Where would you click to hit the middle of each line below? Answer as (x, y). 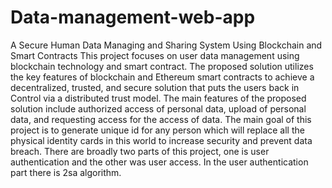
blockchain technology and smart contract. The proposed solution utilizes (162, 66)
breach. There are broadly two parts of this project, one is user (140, 151)
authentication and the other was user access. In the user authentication (159, 162)
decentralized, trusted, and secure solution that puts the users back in (155, 87)
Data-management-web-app (133, 17)
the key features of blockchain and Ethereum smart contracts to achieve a (162, 77)
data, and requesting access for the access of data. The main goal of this (161, 119)
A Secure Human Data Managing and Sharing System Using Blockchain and (166, 45)
